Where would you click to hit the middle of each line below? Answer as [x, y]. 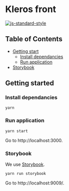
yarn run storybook [26, 174]
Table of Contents [34, 39]
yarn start [17, 131]
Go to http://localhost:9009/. [35, 183]
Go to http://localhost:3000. [34, 140]
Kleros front [31, 9]
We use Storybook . [25, 164]
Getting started [30, 83]
